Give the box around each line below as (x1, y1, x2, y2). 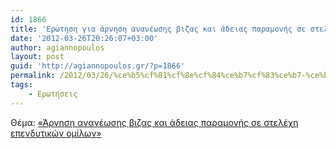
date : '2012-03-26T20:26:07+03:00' (10, 33, 159, 43)
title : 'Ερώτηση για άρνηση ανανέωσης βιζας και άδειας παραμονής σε (10, 24, 307, 34)
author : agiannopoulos (10, 42, 105, 53)
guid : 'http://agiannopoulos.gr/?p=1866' (10, 61, 186, 71)
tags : (10, 80, 33, 90)
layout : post (10, 52, 65, 62)
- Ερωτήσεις (28, 89, 78, 99)
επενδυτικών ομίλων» (10, 127, 102, 139)
